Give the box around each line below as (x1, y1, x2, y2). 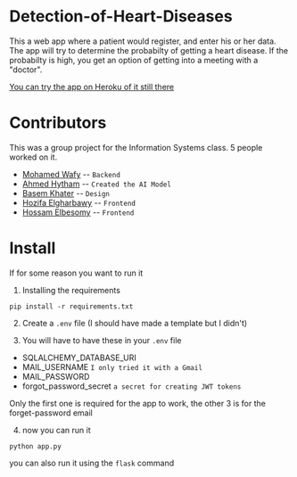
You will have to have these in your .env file (21, 334, 182, 345)
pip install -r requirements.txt (9, 301, 134, 311)
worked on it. (9, 152, 58, 162)
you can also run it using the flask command (9, 457, 175, 468)
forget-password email (9, 407, 94, 418)
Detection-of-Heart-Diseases (9, 6, 234, 27)
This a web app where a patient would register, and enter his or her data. (9, 36, 276, 46)
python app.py (9, 441, 62, 451)
